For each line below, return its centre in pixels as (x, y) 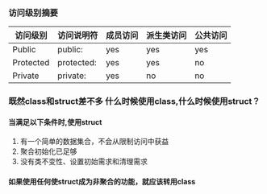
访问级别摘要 (33, 12)
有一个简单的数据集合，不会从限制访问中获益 (94, 142)
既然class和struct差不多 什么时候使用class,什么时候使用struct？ (134, 101)
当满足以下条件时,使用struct (55, 122)
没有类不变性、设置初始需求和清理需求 (83, 162)
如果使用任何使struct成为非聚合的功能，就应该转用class (102, 182)
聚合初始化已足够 (48, 151)
